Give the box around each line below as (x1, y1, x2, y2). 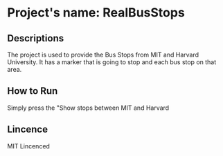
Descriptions (7, 32, 64, 44)
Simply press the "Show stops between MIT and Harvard (7, 104, 170, 112)
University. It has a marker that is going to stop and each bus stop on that (7, 58, 217, 66)
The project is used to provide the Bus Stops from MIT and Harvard (7, 50, 199, 59)
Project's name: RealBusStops (7, 5, 185, 21)
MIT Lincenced (7, 142, 51, 150)
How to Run (7, 85, 58, 97)
